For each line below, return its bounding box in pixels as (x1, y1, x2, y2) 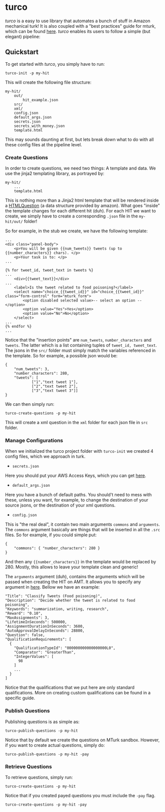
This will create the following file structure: (5, 79, 92, 85)
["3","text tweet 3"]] (31, 388, 78, 393)
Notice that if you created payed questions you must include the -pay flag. (5, 792, 156, 798)
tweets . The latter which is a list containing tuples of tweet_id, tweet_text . (5, 342, 157, 348)
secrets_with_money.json (14, 123, 65, 128)
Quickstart (5, 48, 39, 56)
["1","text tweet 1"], (31, 380, 78, 385)
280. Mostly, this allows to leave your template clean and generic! (5, 564, 138, 570)
